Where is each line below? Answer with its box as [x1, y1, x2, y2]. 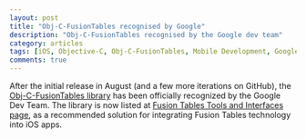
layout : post [9, 13, 59, 23]
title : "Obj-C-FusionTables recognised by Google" [9, 22, 206, 31]
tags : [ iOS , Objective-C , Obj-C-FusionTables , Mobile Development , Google [9, 47, 300, 56]
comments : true [9, 55, 67, 65]
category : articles [9, 38, 84, 48]
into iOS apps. [9, 119, 62, 130]
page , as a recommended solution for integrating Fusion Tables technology [9, 110, 291, 120]
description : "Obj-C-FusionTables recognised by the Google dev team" [9, 30, 283, 39]
